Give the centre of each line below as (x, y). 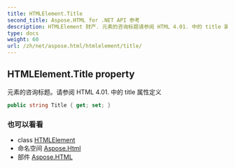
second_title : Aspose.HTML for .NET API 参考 (73, 20)
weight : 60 (23, 40)
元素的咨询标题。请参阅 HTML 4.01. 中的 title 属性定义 (85, 92)
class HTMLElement (46, 139)
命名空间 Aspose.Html (49, 148)
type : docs (23, 33)
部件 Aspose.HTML (45, 157)
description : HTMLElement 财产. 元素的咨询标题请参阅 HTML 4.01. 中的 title (114, 26)
